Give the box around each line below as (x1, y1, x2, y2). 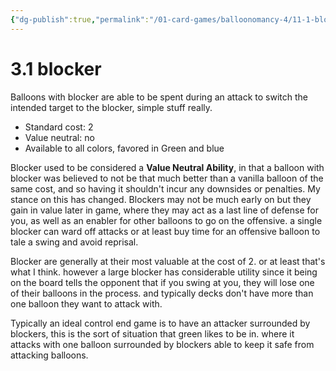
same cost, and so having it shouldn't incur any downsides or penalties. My (10, 182, 321, 195)
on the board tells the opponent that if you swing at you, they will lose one (10, 276, 315, 288)
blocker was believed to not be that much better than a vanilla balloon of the (10, 172, 324, 184)
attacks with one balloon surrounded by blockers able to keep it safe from (10, 338, 315, 350)
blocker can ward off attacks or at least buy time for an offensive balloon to (10, 225, 321, 237)
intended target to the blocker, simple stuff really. (10, 101, 213, 113)
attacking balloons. (10, 349, 89, 361)
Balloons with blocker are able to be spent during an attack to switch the (10, 91, 308, 103)
